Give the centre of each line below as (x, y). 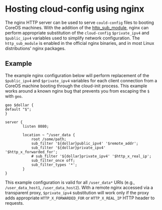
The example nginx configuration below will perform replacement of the (77, 75)
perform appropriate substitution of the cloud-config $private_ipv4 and (77, 33)
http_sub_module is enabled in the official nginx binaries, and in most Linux (80, 43)
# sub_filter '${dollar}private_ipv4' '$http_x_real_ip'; (91, 156)
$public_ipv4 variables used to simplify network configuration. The (72, 38)
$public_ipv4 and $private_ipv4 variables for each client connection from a (81, 80)
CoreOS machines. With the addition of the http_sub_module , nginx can (77, 27)
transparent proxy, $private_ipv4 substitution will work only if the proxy (77, 192)
